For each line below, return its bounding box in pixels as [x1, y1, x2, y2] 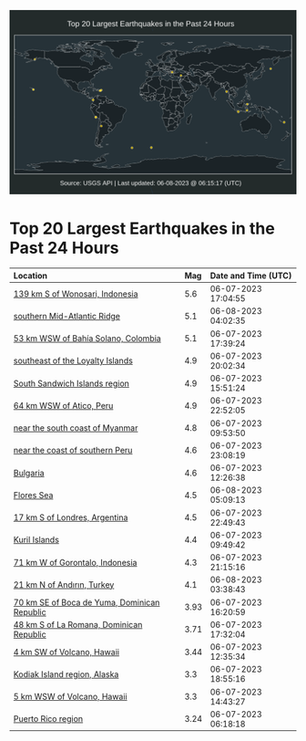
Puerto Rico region [13, 714, 84, 725]
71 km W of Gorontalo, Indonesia [13, 557, 138, 568]
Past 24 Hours [9, 237, 119, 258]
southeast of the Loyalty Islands [13, 355, 134, 366]
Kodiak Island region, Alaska [13, 668, 119, 680]
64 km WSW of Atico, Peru [13, 400, 114, 411]
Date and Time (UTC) [209, 270, 292, 281]
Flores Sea [13, 489, 54, 500]
